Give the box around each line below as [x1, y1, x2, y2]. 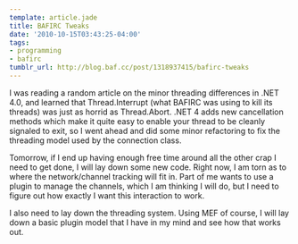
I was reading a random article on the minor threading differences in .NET [9, 87, 279, 98]
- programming [9, 46, 62, 55]
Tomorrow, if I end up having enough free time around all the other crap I [9, 152, 277, 163]
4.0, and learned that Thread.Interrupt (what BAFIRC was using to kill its [9, 97, 273, 107]
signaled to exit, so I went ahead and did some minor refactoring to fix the [9, 125, 281, 136]
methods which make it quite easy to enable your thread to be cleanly [9, 115, 266, 126]
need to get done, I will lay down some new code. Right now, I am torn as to [9, 162, 287, 172]
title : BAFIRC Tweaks [9, 21, 90, 30]
